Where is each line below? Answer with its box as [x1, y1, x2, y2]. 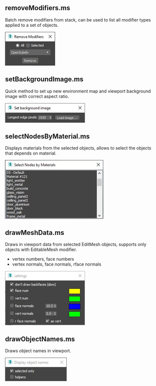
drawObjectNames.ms [5, 335, 75, 343]
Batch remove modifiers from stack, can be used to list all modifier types [5, 17, 151, 23]
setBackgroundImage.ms [5, 75, 84, 84]
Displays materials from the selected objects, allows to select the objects [5, 145, 152, 151]
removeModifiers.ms [5, 4, 71, 12]
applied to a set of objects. [5, 22, 58, 28]
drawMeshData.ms [5, 228, 64, 237]
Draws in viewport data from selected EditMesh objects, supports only [5, 242, 147, 248]
